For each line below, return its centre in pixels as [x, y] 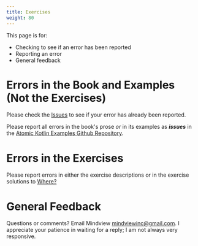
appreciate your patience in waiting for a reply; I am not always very [92, 230]
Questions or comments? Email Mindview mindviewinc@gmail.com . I [93, 223]
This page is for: [27, 35]
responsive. [21, 236]
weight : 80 [20, 18]
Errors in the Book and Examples [91, 85]
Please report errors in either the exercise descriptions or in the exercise [98, 175]
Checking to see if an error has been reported [73, 47]
